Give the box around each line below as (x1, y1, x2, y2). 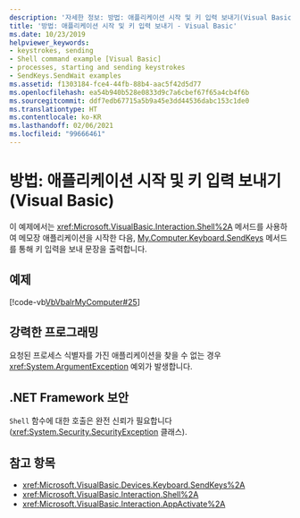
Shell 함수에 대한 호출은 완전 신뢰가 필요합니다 (9, 415, 172, 426)
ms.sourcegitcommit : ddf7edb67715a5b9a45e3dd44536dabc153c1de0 (9, 96, 250, 106)
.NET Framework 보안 (9, 390, 129, 405)
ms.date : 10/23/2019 (9, 30, 87, 38)
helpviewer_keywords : (9, 38, 90, 47)
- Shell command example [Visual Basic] (9, 55, 162, 64)
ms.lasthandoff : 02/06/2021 (9, 122, 114, 131)
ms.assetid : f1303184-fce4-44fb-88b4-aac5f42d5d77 (9, 80, 202, 89)
